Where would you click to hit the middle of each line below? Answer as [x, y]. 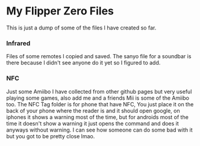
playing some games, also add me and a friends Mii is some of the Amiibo [98, 98]
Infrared [18, 43]
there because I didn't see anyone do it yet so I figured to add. [83, 63]
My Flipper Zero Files [60, 11]
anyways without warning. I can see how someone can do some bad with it [99, 130]
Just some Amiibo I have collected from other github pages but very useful [99, 91]
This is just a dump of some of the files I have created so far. [81, 28]
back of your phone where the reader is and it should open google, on [93, 111]
